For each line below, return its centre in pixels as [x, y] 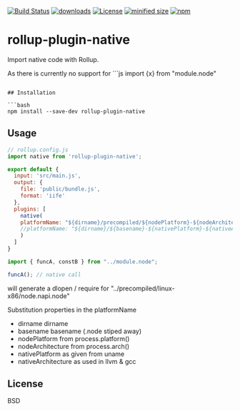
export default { [33, 169]
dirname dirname [43, 323]
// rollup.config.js [38, 150]
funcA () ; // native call [44, 275]
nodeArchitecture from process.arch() [74, 346]
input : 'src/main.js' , [47, 176]
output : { [28, 183]
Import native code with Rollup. [53, 59]
